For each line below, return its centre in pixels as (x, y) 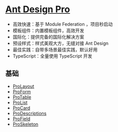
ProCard (21, 108)
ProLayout (23, 86)
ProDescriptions (29, 113)
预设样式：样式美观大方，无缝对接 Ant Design (61, 43)
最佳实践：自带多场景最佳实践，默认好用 (55, 49)
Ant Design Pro (38, 9)
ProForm (22, 91)
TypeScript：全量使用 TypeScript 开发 (52, 56)
